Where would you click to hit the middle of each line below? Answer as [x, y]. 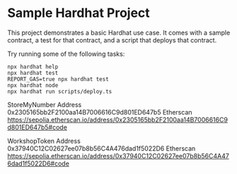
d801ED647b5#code [37, 127]
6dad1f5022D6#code [38, 163]
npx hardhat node [33, 85]
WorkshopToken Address [44, 141]
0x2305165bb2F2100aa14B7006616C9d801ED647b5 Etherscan [100, 112]
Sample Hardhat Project [79, 13]
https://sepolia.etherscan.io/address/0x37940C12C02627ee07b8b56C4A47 [118, 156]
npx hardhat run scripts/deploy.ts [60, 91]
